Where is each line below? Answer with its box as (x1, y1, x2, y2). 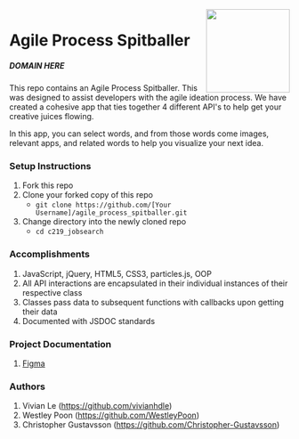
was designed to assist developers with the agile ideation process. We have (9, 93, 287, 103)
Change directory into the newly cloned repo (21, 216, 187, 227)
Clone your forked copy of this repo (21, 190, 154, 200)
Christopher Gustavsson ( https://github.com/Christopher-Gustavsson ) (21, 419, 280, 430)
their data (21, 306, 58, 317)
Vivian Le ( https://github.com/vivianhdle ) (21, 401, 173, 411)
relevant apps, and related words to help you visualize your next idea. (9, 138, 264, 149)
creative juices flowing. (9, 111, 94, 122)
